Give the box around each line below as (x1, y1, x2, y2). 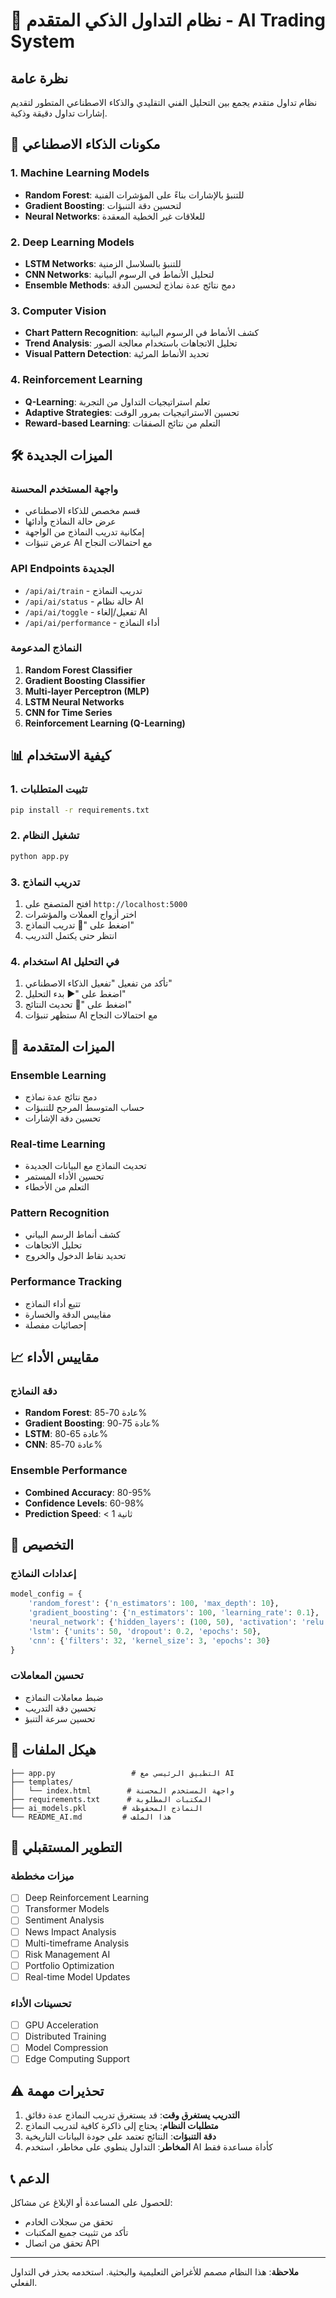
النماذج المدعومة (10, 641, 82, 655)
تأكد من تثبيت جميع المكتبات (24, 2227, 129, 2239)
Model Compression (24, 2042, 109, 2054)
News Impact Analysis (24, 1925, 117, 1938)
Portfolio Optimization (24, 1959, 115, 1971)
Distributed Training (24, 2030, 107, 2043)
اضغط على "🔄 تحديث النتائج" (24, 999, 132, 1011)
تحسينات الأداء (10, 1996, 72, 2010)
